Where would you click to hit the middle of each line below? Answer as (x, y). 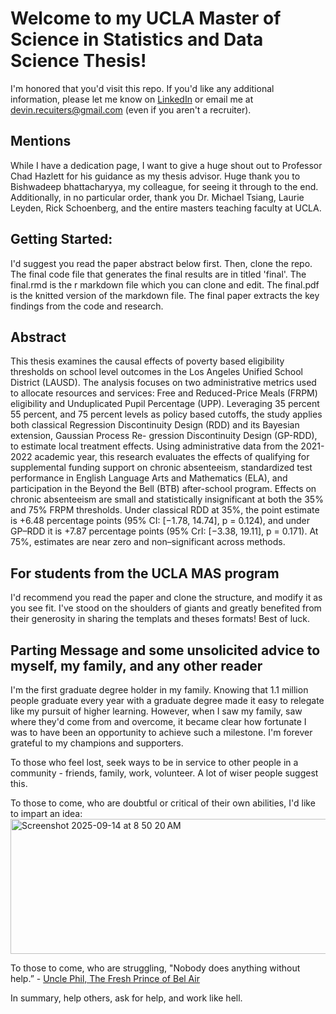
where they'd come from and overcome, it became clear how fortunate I (158, 721)
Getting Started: (61, 239)
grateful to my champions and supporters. (97, 743)
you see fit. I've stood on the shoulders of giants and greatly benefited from (166, 608)
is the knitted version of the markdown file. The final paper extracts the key (165, 295)
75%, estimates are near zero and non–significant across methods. (148, 542)
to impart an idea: (46, 813)
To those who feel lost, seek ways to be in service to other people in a (154, 762)
